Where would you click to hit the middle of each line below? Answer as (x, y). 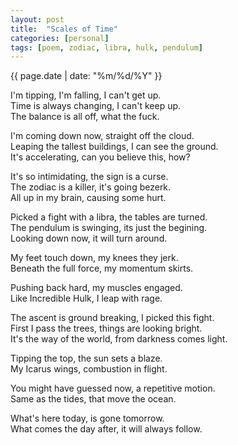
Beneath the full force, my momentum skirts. (102, 268)
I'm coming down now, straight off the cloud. (102, 136)
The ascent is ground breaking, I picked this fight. (112, 318)
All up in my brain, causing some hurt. (88, 198)
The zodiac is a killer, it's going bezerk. (91, 187)
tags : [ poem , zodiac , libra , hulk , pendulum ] (106, 47)
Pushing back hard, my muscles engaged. (96, 288)
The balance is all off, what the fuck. (85, 117)
